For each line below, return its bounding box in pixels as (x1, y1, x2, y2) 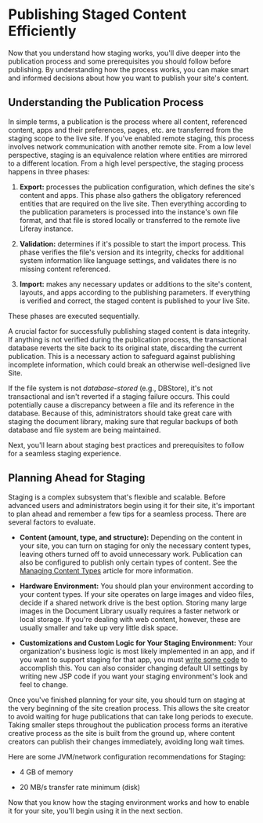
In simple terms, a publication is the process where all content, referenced (8, 116, 247, 126)
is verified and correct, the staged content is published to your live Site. (19, 296, 250, 305)
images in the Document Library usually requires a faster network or (19, 606, 240, 616)
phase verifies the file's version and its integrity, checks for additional (19, 247, 244, 257)
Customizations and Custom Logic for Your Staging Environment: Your (19, 638, 254, 647)
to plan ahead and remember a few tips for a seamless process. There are (8, 509, 247, 518)
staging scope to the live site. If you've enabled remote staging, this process (8, 134, 254, 143)
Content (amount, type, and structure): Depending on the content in (19, 532, 243, 542)
